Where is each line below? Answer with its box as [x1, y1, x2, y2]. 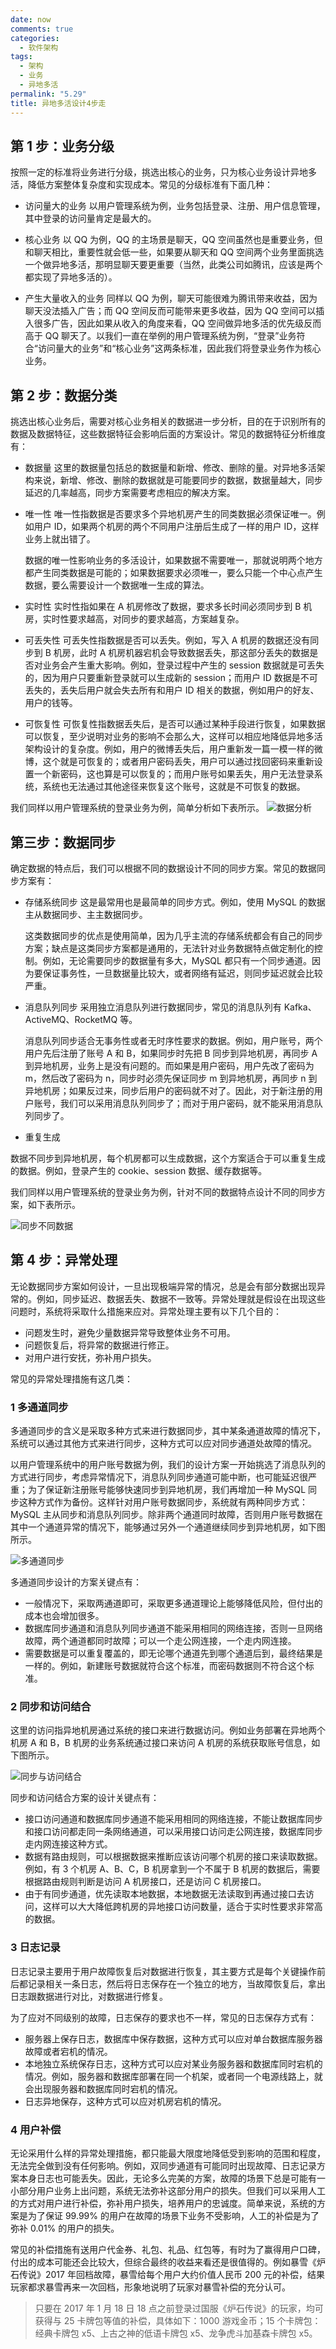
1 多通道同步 [10, 1400, 69, 1414]
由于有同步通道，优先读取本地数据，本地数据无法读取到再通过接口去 [24, 1888, 306, 1900]
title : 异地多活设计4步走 [10, 98, 107, 108]
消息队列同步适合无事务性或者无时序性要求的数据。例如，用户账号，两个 [24, 1034, 323, 1046]
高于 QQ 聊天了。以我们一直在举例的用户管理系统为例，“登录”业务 [24, 330, 297, 342]
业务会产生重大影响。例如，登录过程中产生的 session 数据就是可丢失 [42, 659, 325, 671]
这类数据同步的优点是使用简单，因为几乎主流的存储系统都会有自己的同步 [24, 929, 323, 941]
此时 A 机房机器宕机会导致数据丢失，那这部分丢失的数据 [79, 647, 310, 659]
